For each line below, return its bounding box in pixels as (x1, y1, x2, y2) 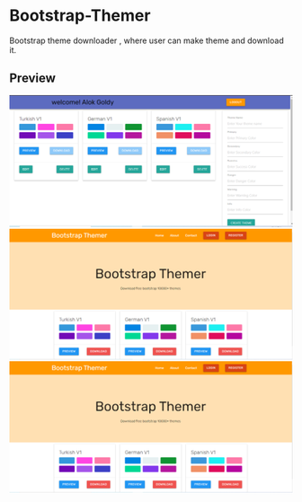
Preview (9, 71, 57, 86)
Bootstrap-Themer (9, 5, 151, 26)
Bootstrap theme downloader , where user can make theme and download (9, 35, 285, 46)
